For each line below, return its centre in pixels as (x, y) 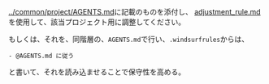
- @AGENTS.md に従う (41, 56)
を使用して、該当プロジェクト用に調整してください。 (97, 22)
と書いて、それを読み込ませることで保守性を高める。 (97, 72)
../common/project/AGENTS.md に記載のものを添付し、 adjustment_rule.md (135, 12)
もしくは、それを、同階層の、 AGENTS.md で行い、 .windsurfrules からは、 (129, 39)
